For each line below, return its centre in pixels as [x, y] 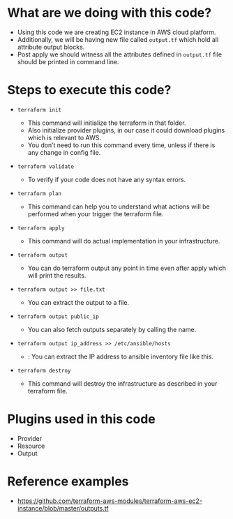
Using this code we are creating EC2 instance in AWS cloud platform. [116, 32]
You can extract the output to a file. [78, 302]
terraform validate [46, 166]
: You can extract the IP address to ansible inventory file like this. [121, 356]
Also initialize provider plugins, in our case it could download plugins [126, 130]
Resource [31, 446]
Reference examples [68, 481]
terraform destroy [44, 370]
